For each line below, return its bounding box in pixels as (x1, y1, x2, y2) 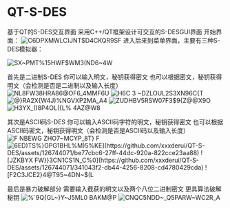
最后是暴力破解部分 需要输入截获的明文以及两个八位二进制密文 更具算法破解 (7, 185, 222, 193)
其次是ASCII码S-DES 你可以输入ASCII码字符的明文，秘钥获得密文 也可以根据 (7, 117, 224, 126)
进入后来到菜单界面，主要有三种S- (123, 36, 220, 45)
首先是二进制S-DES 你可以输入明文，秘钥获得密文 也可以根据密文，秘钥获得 (7, 73, 222, 81)
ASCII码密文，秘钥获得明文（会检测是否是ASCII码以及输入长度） (7, 126, 189, 135)
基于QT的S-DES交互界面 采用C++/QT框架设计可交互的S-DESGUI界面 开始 (7, 27, 216, 36)
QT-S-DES (7, 4, 67, 20)
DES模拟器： (7, 45, 43, 53)
